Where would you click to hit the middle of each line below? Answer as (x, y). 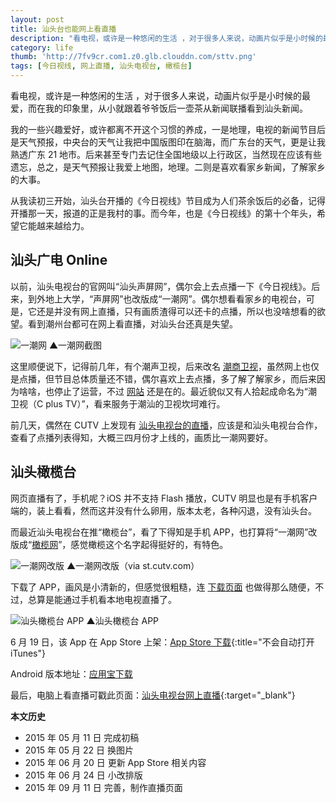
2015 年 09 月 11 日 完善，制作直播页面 (103, 787)
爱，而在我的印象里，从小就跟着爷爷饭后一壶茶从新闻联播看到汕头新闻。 (159, 108)
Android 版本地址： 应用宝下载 (71, 673)
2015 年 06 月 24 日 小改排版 (83, 775)
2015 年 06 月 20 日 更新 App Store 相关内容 (115, 762)
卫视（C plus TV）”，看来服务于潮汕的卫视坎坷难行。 (118, 403)
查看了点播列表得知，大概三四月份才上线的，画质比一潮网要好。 (141, 437)
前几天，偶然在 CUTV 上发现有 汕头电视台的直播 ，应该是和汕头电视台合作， (166, 425)
